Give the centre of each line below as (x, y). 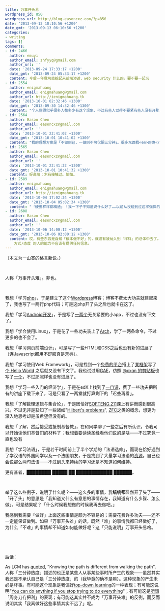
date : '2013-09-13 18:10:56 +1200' (41, 23)
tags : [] (14, 42)
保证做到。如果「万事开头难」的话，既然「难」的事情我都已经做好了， (89, 521)
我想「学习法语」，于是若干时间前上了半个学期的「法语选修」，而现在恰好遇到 (82, 449)
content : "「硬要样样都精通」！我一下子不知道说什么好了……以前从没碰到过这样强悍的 (85, 207)
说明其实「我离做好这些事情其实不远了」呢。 (50, 604)
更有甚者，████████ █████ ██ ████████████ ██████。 (71, 472)
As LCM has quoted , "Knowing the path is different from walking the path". (81, 567)
